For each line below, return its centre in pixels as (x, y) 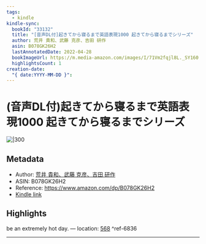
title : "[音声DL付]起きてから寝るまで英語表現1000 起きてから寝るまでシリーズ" (103, 35)
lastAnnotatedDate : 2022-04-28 (52, 52)
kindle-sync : (23, 23)
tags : (13, 12)
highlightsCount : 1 (37, 63)
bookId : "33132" (32, 29)
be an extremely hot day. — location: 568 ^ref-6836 (72, 228)
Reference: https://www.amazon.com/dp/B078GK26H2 (85, 188)
